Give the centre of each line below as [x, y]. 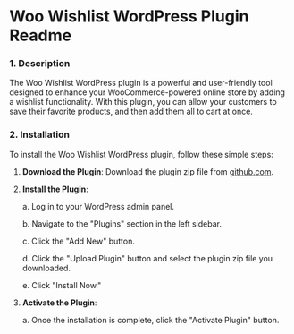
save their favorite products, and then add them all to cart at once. [131, 111]
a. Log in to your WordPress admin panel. [98, 206]
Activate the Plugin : [59, 303]
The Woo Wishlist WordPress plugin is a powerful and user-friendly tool [141, 83]
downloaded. [46, 268]
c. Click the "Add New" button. [79, 241]
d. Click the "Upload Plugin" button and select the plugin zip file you [147, 258]
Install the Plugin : [55, 189]
